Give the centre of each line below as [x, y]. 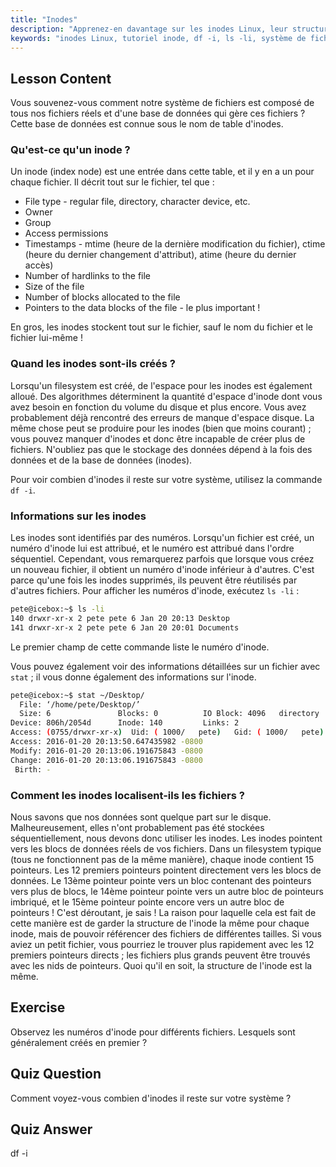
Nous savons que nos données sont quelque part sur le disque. [141, 817]
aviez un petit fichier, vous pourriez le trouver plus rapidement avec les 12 [162, 944]
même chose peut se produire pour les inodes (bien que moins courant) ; [161, 428]
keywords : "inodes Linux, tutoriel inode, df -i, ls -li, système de [158, 38]
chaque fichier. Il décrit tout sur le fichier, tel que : [112, 182]
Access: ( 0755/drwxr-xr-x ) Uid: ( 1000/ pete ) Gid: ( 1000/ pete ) [167, 732]
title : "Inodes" [44, 19]
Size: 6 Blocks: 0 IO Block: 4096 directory [169, 714]
